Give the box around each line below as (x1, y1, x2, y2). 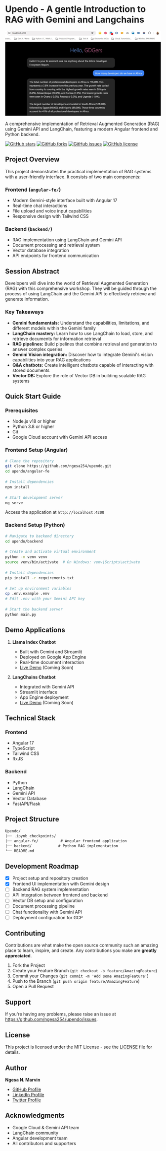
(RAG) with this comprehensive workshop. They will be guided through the (5, 285, 157, 291)
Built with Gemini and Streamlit (19, 649, 83, 655)
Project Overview (5, 155, 60, 164)
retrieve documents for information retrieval (12, 336, 101, 341)
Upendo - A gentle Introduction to (5, 3, 146, 15)
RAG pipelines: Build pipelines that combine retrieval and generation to (12, 341, 157, 347)
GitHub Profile (12, 1086, 41, 1092)
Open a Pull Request (12, 984, 54, 990)
